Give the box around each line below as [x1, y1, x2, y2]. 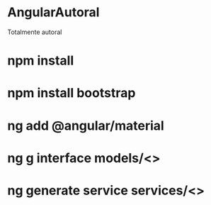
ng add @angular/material [7, 118, 164, 133]
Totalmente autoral [7, 28, 62, 36]
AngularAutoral [7, 4, 100, 21]
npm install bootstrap [7, 85, 136, 101]
